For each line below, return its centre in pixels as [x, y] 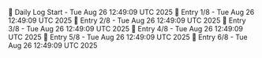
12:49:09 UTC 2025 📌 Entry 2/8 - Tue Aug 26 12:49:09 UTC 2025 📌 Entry [127, 20]
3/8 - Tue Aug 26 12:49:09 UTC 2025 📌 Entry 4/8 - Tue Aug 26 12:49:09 [125, 29]
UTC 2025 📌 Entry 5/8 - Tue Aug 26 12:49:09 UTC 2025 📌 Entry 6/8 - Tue [128, 37]
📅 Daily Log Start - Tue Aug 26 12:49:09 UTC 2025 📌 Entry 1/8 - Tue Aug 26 [131, 12]
